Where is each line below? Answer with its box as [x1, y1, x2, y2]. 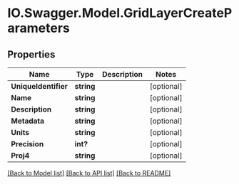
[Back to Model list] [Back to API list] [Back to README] [7, 169, 171, 177]
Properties [7, 48, 56, 60]
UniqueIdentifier [11, 82, 68, 91]
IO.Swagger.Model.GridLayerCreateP [7, 5, 233, 21]
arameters [7, 20, 70, 36]
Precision [11, 139, 44, 148]
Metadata [11, 116, 45, 126]
